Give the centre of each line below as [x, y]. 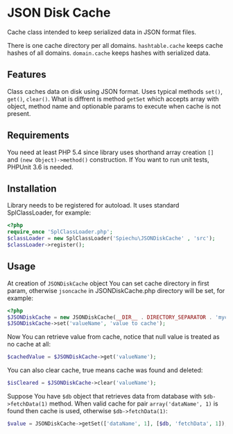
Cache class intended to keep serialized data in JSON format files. [102, 32]
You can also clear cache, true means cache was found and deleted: [105, 370]
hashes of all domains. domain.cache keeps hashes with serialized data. [109, 53]
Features [27, 75]
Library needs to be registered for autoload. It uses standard [93, 206]
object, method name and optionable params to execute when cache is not [114, 106]
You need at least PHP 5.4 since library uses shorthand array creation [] [111, 152]
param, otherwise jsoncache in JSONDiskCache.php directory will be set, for [116, 290]
